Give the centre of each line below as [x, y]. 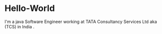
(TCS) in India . [20, 26]
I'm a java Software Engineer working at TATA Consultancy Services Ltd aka [81, 22]
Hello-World [30, 8]
